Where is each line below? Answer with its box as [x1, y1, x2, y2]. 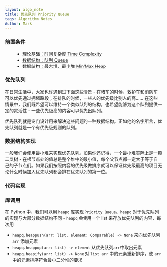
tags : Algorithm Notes [5, 16, 52, 21]
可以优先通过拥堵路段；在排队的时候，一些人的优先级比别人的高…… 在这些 [5, 95, 158, 101]
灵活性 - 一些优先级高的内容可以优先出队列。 [13, 107, 106, 113]
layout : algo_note [5, 7, 43, 12]
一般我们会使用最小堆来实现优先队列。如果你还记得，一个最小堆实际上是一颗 [5, 150, 162, 156]
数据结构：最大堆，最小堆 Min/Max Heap [22, 63, 106, 69]
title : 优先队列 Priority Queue [5, 12, 70, 17]
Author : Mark [5, 21, 32, 26]
